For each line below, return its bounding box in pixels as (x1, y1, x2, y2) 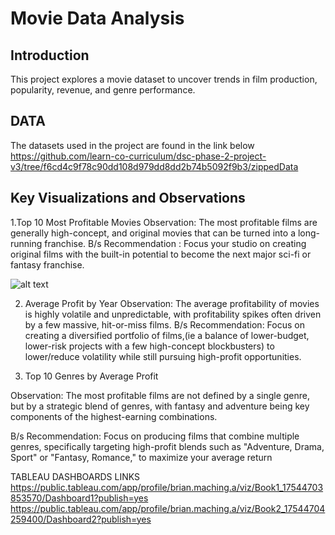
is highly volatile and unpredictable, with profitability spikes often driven (24, 308, 322, 320)
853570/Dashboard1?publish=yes (10, 492, 149, 504)
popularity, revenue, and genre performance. (10, 84, 196, 96)
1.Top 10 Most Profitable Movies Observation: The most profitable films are (10, 216, 318, 228)
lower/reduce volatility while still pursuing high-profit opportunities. (24, 350, 302, 362)
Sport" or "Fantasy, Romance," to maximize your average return (10, 451, 273, 463)
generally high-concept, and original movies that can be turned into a (10, 227, 296, 239)
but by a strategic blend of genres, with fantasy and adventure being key (10, 400, 310, 412)
